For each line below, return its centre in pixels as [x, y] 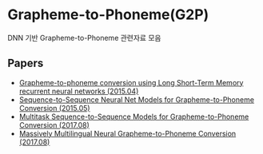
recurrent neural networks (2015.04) [79, 91]
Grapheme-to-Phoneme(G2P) [108, 15]
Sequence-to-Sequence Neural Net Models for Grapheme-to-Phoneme [137, 99]
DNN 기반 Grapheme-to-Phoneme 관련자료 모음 [84, 38]
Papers [26, 63]
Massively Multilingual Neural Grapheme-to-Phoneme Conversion [128, 133]
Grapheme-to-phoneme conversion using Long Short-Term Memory [131, 82]
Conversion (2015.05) [54, 108]
